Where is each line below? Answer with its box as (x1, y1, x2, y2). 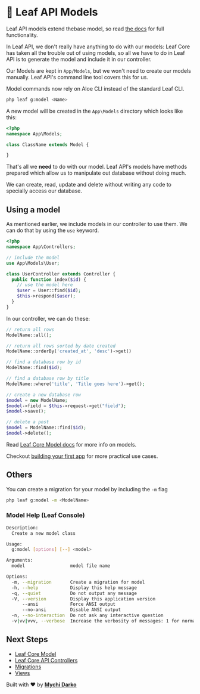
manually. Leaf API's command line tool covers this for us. (6, 73, 149, 80)
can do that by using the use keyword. (6, 227, 99, 234)
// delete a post (6, 419, 49, 425)
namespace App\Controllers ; (6, 244, 76, 250)
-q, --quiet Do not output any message (11, 590, 137, 596)
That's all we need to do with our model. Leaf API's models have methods (6, 163, 187, 171)
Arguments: (6, 557, 33, 563)
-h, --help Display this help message (11, 584, 137, 591)
